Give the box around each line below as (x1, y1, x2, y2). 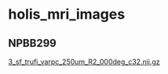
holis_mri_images (8, 5, 126, 23)
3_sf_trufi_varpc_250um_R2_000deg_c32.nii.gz (8, 57, 161, 66)
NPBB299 (8, 37, 57, 50)
